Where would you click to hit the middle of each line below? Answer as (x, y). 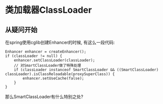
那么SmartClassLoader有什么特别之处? (44, 97)
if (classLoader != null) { (34, 56)
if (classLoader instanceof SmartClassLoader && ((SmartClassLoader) (86, 70)
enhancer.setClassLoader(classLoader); (55, 60)
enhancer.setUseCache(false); (53, 78)
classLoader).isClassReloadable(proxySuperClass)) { (60, 74)
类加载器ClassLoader (48, 10)
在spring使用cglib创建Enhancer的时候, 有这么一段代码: (60, 42)
